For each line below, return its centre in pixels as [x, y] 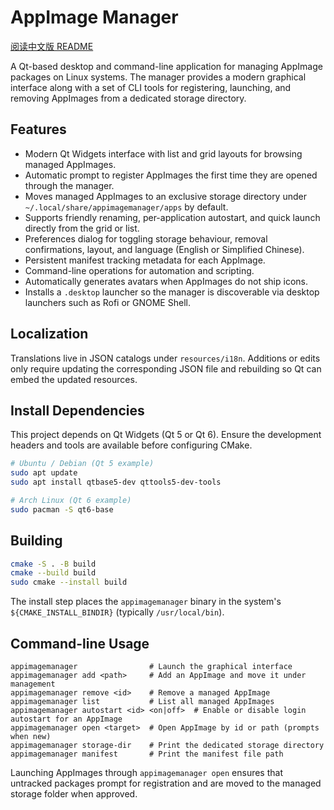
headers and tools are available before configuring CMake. [131, 445]
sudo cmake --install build [69, 582]
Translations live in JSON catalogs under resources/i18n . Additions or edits [165, 358]
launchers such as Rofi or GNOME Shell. [107, 302]
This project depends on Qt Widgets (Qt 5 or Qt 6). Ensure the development [166, 435]
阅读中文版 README [52, 46]
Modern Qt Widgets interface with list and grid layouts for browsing [163, 153]
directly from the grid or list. [82, 228]
